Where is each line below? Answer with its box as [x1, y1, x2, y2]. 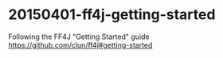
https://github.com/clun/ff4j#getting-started [8, 40, 153, 49]
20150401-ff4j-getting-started [8, 6, 216, 24]
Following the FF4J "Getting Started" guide [8, 32, 150, 41]
